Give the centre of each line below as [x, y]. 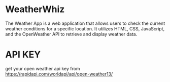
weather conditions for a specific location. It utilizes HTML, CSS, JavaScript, [85, 28]
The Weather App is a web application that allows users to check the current [85, 23]
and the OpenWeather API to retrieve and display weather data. [71, 34]
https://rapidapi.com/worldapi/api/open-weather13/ [59, 74]
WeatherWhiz [35, 9]
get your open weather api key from [43, 68]
